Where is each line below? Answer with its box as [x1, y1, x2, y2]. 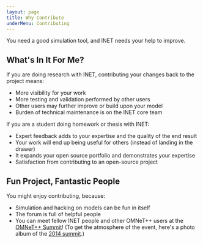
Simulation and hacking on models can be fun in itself [15, 204, 151, 211]
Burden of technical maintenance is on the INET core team [15, 109, 163, 116]
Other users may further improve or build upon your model [15, 102, 163, 110]
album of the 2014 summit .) [15, 230, 84, 237]
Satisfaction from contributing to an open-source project [15, 158, 158, 165]
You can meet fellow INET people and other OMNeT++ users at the [15, 217, 183, 224]
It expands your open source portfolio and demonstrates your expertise [15, 152, 196, 159]
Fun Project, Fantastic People [6, 176, 120, 186]
